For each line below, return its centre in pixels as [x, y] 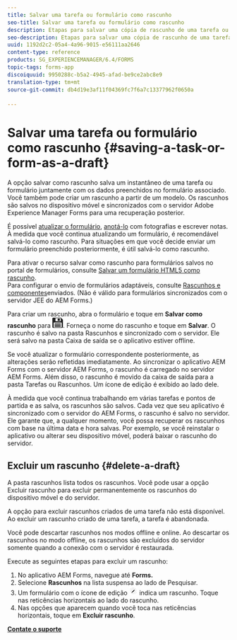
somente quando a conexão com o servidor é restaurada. [91, 548]
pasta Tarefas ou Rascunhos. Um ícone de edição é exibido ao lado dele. [113, 384]
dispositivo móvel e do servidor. [54, 498]
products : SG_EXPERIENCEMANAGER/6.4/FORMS [71, 60]
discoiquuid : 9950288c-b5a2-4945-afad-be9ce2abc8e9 [85, 74]
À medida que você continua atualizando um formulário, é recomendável [113, 234]
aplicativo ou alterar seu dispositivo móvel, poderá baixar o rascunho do [112, 436]
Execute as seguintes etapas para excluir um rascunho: [87, 561]
